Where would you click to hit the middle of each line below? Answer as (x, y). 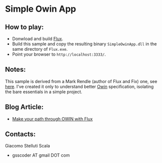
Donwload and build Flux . (37, 39)
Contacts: (20, 134)
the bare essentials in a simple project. (44, 92)
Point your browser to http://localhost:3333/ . (59, 54)
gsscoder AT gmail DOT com (41, 155)
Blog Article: (24, 107)
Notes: (15, 70)
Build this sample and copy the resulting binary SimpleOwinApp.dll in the (84, 44)
